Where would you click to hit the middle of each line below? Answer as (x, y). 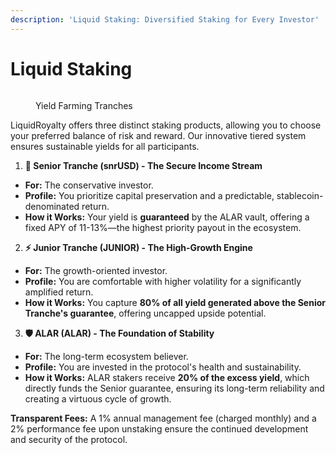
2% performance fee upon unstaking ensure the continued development (159, 428)
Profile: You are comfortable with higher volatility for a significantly (163, 281)
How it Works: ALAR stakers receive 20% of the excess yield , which (167, 377)
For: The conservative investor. (89, 185)
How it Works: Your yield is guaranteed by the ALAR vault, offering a (167, 217)
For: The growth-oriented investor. (96, 270)
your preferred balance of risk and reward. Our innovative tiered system (158, 135)
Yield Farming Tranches (84, 105)
